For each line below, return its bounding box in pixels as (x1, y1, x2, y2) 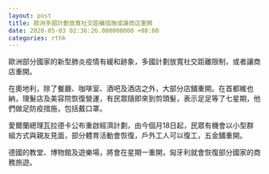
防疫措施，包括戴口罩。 (29, 104, 106, 113)
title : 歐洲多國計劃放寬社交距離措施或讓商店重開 (8, 19, 153, 27)
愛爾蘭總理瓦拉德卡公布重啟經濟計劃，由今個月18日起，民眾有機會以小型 (8, 121, 247, 130)
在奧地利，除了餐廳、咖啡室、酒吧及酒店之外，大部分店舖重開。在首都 (8, 84, 240, 93)
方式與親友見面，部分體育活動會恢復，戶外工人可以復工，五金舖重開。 (14, 131, 247, 140)
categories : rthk (8, 34, 66, 42)
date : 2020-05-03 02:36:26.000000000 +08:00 (8, 26, 159, 34)
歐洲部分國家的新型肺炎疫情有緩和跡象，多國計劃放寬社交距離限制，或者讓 (8, 57, 254, 66)
